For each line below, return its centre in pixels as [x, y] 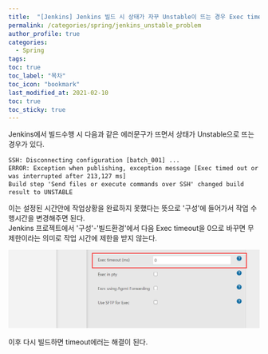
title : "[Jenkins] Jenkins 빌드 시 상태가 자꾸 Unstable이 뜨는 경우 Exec [126, 17]
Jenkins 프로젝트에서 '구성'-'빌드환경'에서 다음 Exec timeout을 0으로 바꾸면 [127, 229]
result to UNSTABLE [41, 193]
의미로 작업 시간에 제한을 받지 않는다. [100, 238]
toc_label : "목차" [37, 76]
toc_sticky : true [37, 109]
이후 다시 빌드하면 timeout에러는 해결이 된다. [78, 342]
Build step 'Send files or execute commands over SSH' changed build [126, 185]
